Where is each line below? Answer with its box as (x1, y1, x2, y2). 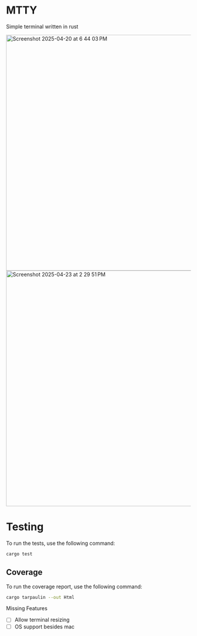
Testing (6, 520, 44, 534)
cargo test (6, 551, 33, 557)
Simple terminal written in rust (6, 23, 79, 30)
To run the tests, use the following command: (6, 540, 116, 547)
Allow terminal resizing (14, 616, 70, 624)
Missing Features (6, 605, 48, 612)
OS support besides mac (14, 623, 75, 630)
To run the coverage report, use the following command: (6, 583, 142, 590)
